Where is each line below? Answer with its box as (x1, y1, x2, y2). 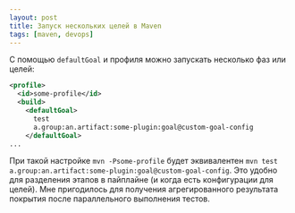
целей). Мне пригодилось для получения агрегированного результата (9, 184, 279, 195)
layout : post (9, 13, 58, 22)
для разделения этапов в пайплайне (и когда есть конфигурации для (9, 175, 274, 185)
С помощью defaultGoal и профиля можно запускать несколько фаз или (9, 55, 286, 65)
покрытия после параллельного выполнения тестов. (9, 193, 210, 204)
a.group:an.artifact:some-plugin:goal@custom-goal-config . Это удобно (9, 165, 278, 175)
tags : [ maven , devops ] (9, 30, 94, 38)
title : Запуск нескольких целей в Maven (9, 21, 163, 30)
